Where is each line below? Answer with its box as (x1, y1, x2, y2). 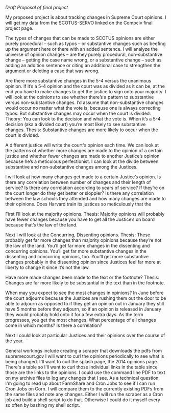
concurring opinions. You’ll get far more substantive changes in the (5, 248, 147, 254)
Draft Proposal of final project (5, 5, 68, 10)
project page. (5, 25, 34, 31)
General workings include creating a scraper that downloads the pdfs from (5, 348, 162, 354)
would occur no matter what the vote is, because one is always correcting (5, 105, 161, 111)
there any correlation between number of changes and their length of (5, 179, 151, 185)
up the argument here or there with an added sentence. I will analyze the (5, 46, 158, 52)
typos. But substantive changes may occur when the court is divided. (5, 110, 152, 116)
